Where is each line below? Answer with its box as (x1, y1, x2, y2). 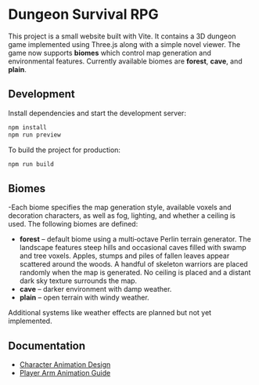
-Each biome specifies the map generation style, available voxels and (8, 202, 232, 212)
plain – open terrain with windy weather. (19, 292, 150, 303)
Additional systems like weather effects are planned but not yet (8, 308, 212, 318)
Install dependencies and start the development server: (8, 108, 186, 118)
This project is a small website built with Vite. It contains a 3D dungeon (8, 31, 236, 41)
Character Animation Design (19, 360, 111, 369)
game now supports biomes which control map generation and (8, 48, 211, 57)
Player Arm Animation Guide (19, 369, 111, 377)
